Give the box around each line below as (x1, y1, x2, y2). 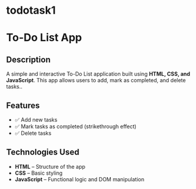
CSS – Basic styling (14, 169, 63, 176)
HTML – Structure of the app (14, 163, 86, 170)
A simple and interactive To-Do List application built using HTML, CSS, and (6, 70, 191, 78)
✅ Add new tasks (14, 116, 58, 123)
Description (6, 54, 51, 64)
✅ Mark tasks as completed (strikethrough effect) (14, 123, 137, 130)
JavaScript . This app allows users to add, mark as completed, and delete (6, 77, 186, 84)
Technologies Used (6, 147, 79, 157)
